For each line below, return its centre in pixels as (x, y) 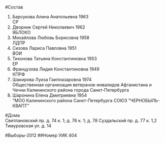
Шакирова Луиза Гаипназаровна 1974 (52, 79)
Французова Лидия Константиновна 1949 (56, 69)
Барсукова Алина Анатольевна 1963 (50, 17)
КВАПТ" (21, 106)
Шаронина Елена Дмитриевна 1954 (49, 95)
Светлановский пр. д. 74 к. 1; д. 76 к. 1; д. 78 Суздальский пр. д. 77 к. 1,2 (81, 121)
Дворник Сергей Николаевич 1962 (49, 27)
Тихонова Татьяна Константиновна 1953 (54, 58)
